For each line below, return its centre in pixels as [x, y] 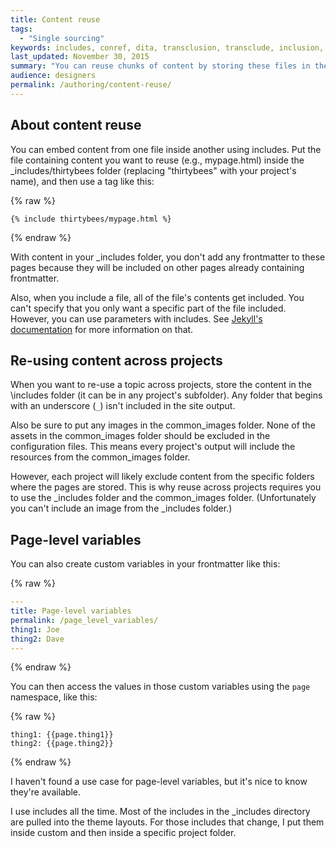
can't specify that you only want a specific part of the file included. [148, 308]
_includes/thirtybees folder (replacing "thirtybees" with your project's [153, 170]
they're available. [46, 792]
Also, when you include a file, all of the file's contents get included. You [157, 297]
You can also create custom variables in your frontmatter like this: [145, 564]
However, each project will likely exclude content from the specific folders [162, 477]
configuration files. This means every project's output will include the [153, 447]
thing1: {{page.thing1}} [62, 735]
